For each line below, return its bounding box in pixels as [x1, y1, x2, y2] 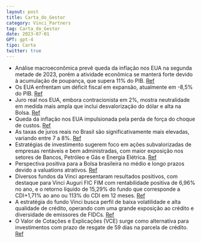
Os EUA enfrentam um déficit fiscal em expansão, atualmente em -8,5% [14, 83, 193, 91]
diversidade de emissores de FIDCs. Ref [14, 211, 115, 218]
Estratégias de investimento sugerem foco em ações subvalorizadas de [14, 140, 192, 148]
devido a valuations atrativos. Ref [14, 166, 98, 173]
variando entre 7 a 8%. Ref [14, 134, 82, 142]
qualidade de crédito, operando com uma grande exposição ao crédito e [14, 205, 194, 212]
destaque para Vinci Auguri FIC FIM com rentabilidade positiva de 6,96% [14, 179, 196, 186]
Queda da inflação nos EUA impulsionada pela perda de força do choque [14, 115, 196, 122]
